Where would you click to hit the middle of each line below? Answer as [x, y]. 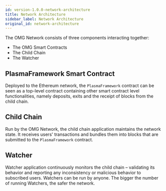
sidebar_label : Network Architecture [44, 19]
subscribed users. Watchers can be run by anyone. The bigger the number [82, 178]
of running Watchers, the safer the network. [50, 183]
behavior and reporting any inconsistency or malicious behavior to [73, 173]
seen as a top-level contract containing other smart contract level [72, 91]
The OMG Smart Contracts [40, 47]
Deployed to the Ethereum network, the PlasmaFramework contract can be [80, 86]
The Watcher [26, 58]
